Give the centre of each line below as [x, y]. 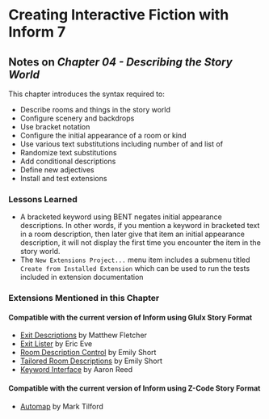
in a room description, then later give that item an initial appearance [132, 234]
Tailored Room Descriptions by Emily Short [91, 361]
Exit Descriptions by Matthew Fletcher [84, 335]
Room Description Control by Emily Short [88, 353]
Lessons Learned [43, 199]
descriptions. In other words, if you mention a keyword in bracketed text [140, 226]
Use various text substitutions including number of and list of [122, 144]
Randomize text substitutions [68, 152]
